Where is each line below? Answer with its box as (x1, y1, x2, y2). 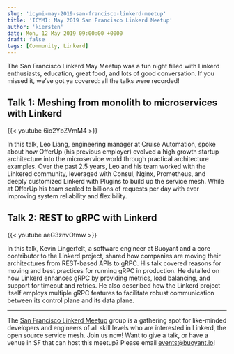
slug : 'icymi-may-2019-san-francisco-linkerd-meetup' (7, 10, 167, 17)
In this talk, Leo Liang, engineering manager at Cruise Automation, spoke (7, 140, 216, 148)
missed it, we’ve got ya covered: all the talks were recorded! (7, 77, 180, 84)
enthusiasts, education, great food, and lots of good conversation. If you (7, 69, 214, 78)
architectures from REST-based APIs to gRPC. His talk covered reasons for (7, 259, 221, 267)
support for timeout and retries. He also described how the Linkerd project (7, 281, 221, 290)
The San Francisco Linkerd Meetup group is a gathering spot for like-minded (7, 316, 227, 325)
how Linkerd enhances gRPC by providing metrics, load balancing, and (7, 274, 210, 282)
